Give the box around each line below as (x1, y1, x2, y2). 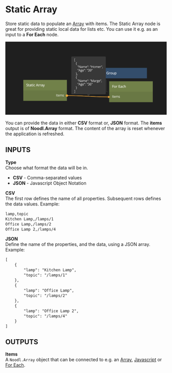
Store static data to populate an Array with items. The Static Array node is (5, 20, 161, 27)
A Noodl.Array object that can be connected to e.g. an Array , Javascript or (5, 357, 162, 363)
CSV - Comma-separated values (12, 174, 82, 180)
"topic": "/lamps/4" (24, 314, 68, 319)
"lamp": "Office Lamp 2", (24, 308, 79, 314)
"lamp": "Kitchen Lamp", (24, 267, 77, 273)
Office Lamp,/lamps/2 (5, 221, 52, 226)
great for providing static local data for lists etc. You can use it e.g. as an (5, 26, 158, 32)
